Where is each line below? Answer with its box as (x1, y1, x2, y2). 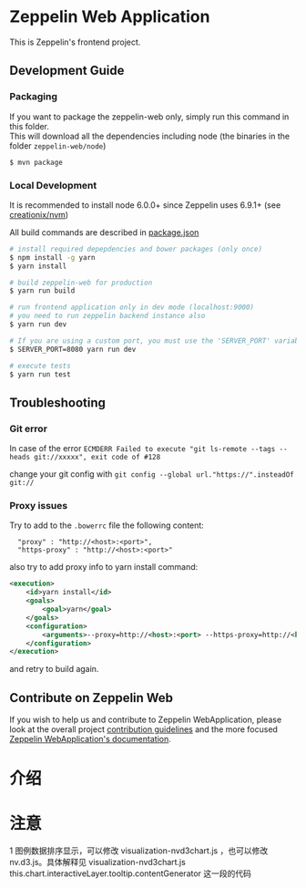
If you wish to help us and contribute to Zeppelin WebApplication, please (9, 714, 282, 726)
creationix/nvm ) (9, 209, 69, 220)
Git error (9, 422, 48, 435)
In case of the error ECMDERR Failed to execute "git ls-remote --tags (9, 443, 276, 454)
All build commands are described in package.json (9, 226, 199, 238)
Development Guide (9, 63, 125, 78)
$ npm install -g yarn (9, 253, 96, 262)
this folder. (9, 120, 50, 131)
